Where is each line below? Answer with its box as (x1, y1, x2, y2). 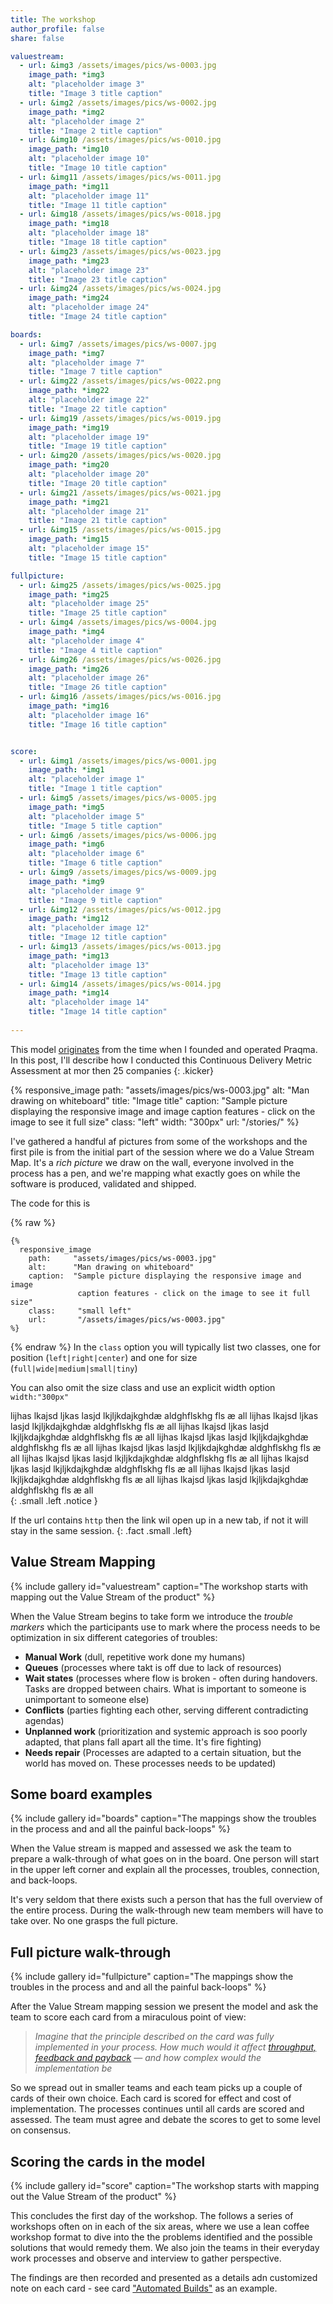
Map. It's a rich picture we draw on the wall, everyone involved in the (10, 1156, 295, 1168)
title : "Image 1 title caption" (28, 784, 163, 794)
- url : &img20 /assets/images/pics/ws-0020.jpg (19, 451, 222, 461)
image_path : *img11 (28, 181, 110, 191)
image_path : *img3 (28, 70, 105, 80)
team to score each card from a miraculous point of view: (10, 2011, 247, 2023)
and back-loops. (10, 1874, 78, 1886)
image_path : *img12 (28, 914, 110, 924)
